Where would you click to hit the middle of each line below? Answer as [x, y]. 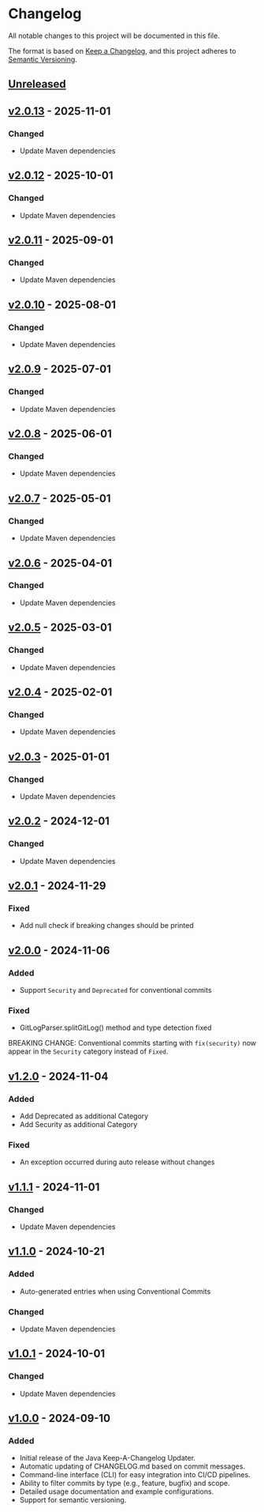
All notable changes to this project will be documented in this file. [114, 36]
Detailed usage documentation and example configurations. [117, 1491]
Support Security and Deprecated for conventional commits [115, 990]
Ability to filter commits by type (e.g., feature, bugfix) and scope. [125, 1484]
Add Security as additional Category [78, 1124]
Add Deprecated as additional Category [84, 1116]
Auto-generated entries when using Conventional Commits [115, 1291]
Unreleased [37, 84]
